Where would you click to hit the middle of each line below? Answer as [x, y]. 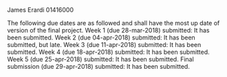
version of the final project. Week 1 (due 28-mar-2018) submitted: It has [108, 30]
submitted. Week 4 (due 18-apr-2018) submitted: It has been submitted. [108, 52]
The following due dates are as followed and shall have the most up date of [113, 23]
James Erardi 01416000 [41, 10]
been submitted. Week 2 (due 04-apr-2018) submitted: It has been [101, 37]
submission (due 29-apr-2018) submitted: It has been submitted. [99, 66]
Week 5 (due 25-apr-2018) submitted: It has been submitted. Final [100, 59]
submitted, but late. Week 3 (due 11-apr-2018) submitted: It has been [104, 45]
